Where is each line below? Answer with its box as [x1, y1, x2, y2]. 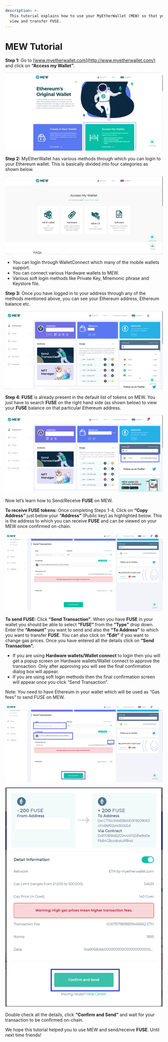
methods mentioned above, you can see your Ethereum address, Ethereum [5, 296, 159, 302]
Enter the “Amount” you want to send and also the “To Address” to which [5, 627, 159, 633]
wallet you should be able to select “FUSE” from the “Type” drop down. [5, 622, 154, 628]
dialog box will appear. [12, 669, 59, 675]
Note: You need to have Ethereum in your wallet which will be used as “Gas [5, 689, 160, 695]
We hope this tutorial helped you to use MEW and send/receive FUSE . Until [5, 1027, 160, 1033]
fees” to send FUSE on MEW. [5, 694, 65, 700]
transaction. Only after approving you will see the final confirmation [12, 663, 151, 669]
